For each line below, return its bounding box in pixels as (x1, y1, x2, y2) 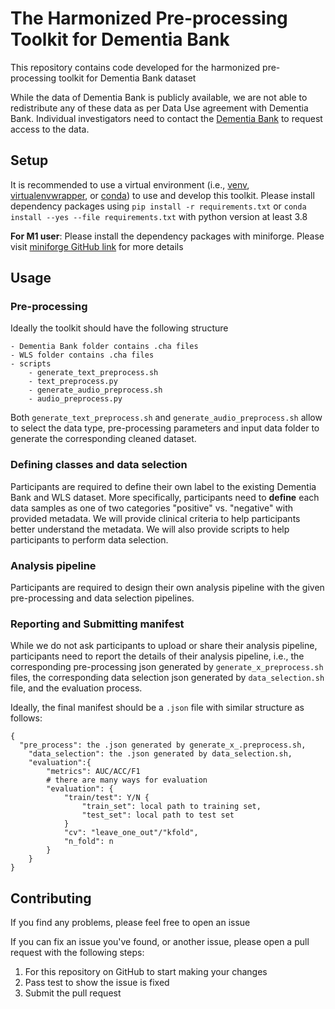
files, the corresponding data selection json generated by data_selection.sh (10, 672, 325, 684)
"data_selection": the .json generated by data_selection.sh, (28, 749, 293, 759)
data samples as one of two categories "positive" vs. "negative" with (10, 502, 294, 514)
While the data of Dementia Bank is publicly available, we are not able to (10, 91, 308, 103)
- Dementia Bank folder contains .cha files (10, 342, 199, 352)
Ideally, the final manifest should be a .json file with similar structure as (10, 702, 305, 714)
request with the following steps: (10, 947, 145, 959)
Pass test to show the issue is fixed (24, 977, 170, 989)
